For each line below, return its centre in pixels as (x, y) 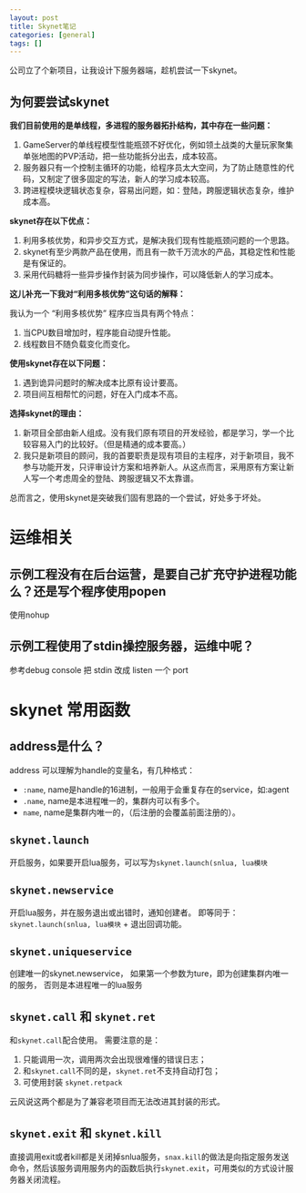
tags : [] (26, 43)
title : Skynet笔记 (43, 26)
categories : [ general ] (52, 35)
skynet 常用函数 (70, 710)
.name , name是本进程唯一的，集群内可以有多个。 (113, 800)
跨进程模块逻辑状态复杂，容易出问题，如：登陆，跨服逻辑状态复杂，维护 (158, 190)
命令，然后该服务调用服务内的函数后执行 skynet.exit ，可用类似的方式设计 (148, 1168)
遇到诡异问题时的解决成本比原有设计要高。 (102, 382)
